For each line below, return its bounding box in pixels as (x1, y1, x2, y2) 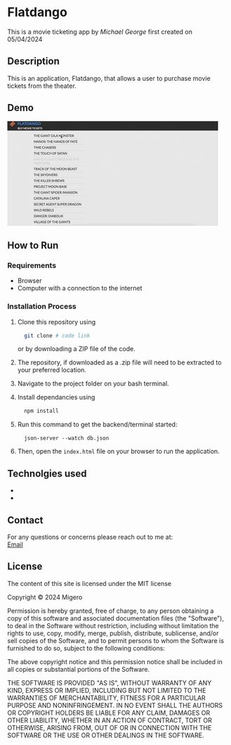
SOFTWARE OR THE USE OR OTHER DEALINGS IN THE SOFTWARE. (7, 731, 204, 739)
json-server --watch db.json (24, 435, 110, 442)
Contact (7, 514, 44, 526)
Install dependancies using (17, 393, 95, 402)
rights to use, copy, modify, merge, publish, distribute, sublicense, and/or (7, 629, 219, 637)
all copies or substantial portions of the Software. (7, 665, 150, 673)
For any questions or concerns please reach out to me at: (7, 533, 173, 541)
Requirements (7, 260, 57, 270)
